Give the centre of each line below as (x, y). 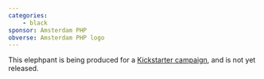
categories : (28, 15)
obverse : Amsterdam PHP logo (56, 38)
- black (35, 23)
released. (23, 69)
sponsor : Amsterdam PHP (48, 30)
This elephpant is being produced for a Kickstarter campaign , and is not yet (132, 60)
